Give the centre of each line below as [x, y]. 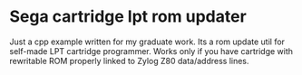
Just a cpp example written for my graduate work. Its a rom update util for [147, 42]
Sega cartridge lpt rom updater [128, 17]
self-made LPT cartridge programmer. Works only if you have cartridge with [151, 51]
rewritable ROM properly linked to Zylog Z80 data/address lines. [129, 61]
